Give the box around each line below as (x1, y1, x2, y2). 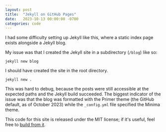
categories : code (5, 21, 41, 26)
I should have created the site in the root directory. (5, 68, 108, 74)
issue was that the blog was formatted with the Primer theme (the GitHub (5, 96, 155, 102)
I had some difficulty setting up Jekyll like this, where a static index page (5, 35, 154, 41)
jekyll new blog (5, 59, 39, 64)
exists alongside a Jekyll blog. (5, 40, 67, 46)
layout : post (5, 7, 32, 12)
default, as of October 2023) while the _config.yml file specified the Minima (5, 102, 160, 108)
